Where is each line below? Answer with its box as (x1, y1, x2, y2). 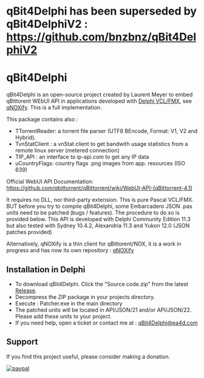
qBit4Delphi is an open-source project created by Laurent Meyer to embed (6, 91, 193, 98)
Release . (15, 287, 37, 294)
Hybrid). (15, 134, 36, 141)
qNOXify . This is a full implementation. (6, 104, 102, 111)
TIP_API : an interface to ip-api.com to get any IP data (15, 153, 149, 160)
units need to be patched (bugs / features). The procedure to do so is (6, 209, 180, 216)
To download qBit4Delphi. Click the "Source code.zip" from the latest (15, 280, 188, 287)
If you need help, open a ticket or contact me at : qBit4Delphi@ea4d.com (15, 319, 198, 326)
